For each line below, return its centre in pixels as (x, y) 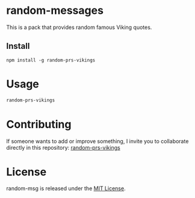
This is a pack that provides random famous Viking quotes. (79, 27)
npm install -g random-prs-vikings (51, 60)
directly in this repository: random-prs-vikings (63, 147)
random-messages (55, 11)
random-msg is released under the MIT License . (66, 188)
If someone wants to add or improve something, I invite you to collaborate (97, 141)
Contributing (39, 124)
